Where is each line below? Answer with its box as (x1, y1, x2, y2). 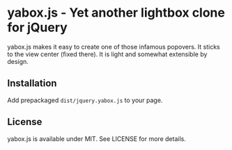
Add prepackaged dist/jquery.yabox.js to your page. (7, 96, 163, 104)
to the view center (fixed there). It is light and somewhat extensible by (7, 50, 208, 58)
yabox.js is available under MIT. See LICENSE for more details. (7, 134, 186, 143)
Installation (7, 78, 57, 90)
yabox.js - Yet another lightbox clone (7, 5, 225, 21)
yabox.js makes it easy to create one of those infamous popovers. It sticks (7, 42, 221, 51)
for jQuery (7, 19, 68, 35)
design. (7, 57, 29, 65)
